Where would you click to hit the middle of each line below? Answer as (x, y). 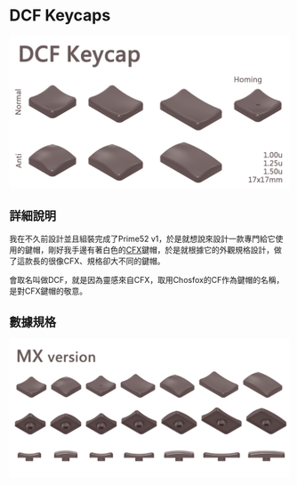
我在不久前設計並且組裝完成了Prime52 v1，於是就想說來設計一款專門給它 (142, 239)
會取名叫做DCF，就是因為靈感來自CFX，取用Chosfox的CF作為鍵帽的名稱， (147, 280)
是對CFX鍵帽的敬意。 (48, 291)
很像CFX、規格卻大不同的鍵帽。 (107, 261)
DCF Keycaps (60, 16)
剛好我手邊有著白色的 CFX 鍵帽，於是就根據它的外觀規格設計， (161, 250)
